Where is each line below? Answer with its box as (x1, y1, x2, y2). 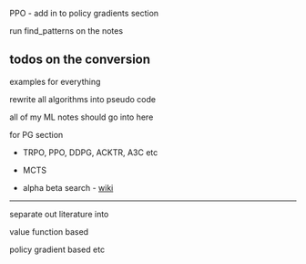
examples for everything (9, 76, 101, 87)
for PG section (9, 129, 64, 140)
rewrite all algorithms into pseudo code (9, 93, 157, 104)
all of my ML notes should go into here (9, 111, 154, 122)
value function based (9, 226, 89, 237)
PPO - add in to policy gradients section (9, 8, 159, 18)
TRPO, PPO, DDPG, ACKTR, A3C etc (22, 146, 158, 158)
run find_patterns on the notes (9, 26, 124, 36)
